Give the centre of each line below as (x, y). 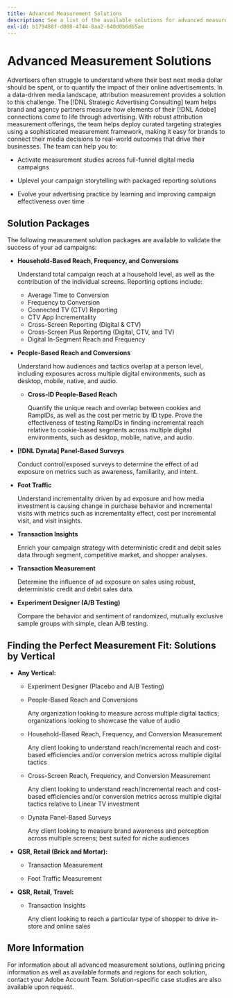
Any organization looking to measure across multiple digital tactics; (123, 713)
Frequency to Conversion (64, 303)
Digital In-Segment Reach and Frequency (86, 339)
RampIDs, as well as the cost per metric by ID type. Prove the (115, 415)
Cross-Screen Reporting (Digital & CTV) (84, 325)
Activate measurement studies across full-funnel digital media (106, 160)
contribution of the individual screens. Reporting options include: (110, 282)
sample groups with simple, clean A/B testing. (83, 624)
